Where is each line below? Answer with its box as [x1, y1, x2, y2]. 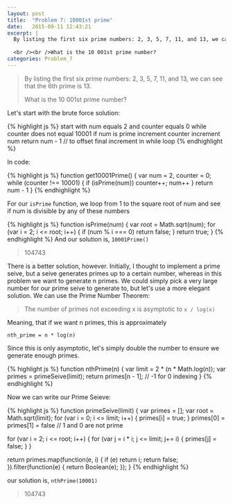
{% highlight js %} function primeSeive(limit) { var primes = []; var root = [7, 406, 214, 414]
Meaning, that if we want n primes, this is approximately [7, 318, 167, 326]
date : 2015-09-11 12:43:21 [7, 23, 92, 30]
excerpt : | [7, 29, 39, 37]
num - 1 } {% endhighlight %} [7, 185, 91, 194]
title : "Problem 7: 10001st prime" [7, 17, 113, 24]
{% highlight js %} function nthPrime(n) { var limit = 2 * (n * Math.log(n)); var [7, 364, 226, 373]
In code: [7, 158, 31, 166]
